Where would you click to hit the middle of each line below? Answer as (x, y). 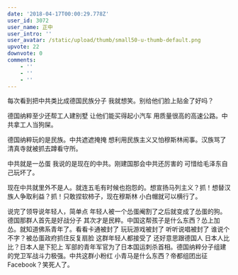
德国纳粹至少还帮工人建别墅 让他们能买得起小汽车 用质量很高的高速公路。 (114, 116)
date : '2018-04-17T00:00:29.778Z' (58, 14)
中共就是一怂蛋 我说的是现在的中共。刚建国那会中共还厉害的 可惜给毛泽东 (114, 164)
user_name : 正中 (30, 27)
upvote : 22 (23, 47)
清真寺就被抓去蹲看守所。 (45, 149)
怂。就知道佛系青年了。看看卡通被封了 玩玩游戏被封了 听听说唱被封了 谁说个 (119, 229)
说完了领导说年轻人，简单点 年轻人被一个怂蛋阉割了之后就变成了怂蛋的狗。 (117, 212)
